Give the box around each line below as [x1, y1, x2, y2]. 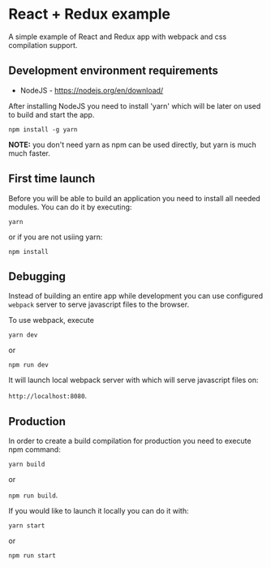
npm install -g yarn [8, 125, 79, 134]
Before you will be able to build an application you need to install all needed [8, 193, 261, 203]
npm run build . [8, 490, 58, 500]
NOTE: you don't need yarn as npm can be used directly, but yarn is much [8, 140, 257, 149]
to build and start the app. [8, 110, 95, 119]
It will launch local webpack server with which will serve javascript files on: [8, 375, 259, 385]
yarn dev [8, 331, 38, 339]
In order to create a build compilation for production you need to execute [8, 436, 252, 446]
